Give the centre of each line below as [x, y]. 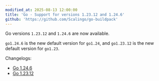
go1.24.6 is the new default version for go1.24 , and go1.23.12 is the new [80, 43]
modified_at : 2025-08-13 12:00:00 [42, 10]
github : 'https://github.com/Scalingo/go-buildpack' [62, 19]
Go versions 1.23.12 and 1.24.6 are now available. [57, 34]
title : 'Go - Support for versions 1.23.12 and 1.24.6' [65, 15]
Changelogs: [18, 58]
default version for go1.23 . [32, 49]
